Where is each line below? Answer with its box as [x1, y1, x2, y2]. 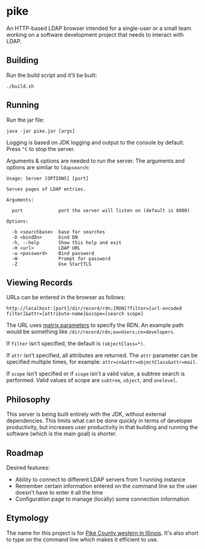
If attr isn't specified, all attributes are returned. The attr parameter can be [6, 352, 198, 359]
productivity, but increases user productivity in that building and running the [6, 424, 198, 431]
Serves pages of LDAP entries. [6, 186, 86, 192]
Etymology [6, 513, 49, 523]
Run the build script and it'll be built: [6, 72, 97, 79]
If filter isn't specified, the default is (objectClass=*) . [6, 340, 145, 347]
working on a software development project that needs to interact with [6, 31, 184, 38]
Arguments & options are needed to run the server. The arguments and [6, 157, 185, 164]
